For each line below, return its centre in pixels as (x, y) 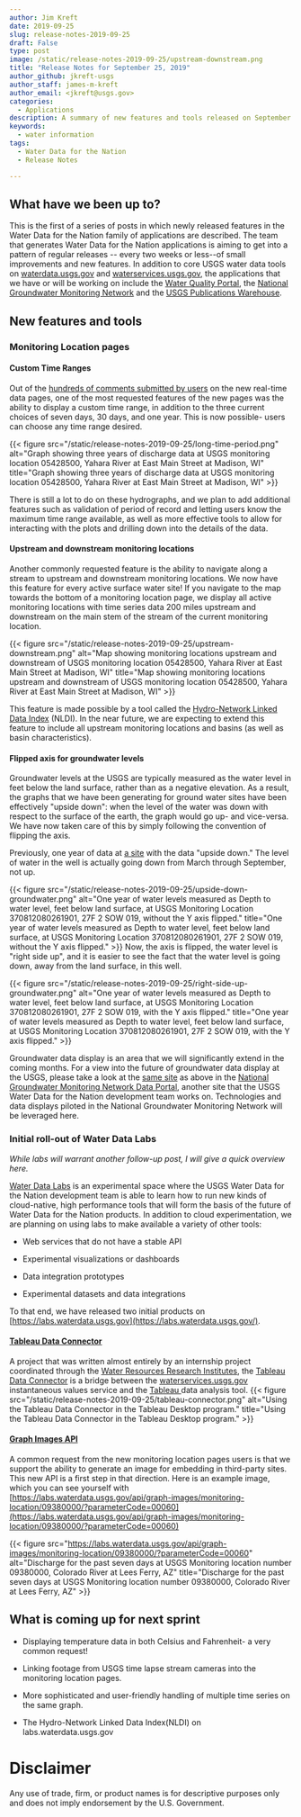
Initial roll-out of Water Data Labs (83, 1139)
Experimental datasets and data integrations (104, 1293)
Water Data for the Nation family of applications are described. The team (144, 236)
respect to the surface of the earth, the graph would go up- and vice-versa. (149, 816)
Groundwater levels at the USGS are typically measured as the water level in (150, 778)
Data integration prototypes (73, 1276)
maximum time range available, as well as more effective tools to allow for (146, 518)
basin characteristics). (51, 738)
